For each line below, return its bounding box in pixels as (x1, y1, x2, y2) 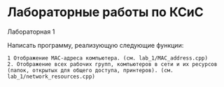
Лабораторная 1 (7, 27, 55, 36)
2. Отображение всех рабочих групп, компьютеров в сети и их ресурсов (7, 60, 218, 67)
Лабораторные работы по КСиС (7, 4, 204, 20)
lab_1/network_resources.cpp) (7, 73, 96, 80)
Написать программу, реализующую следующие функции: (7, 41, 184, 49)
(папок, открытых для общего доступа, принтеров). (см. (7, 67, 174, 74)
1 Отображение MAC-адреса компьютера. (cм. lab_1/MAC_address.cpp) (7, 54, 209, 62)
